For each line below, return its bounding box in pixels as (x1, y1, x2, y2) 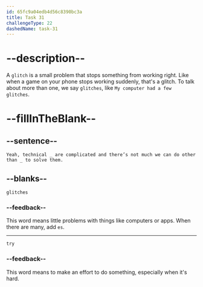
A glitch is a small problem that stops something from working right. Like (6, 72, 189, 79)
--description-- (6, 52, 86, 65)
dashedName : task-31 (6, 25, 59, 32)
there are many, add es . (6, 224, 65, 231)
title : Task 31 (6, 14, 45, 20)
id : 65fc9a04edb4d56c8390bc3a (6, 8, 83, 15)
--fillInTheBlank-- (6, 112, 97, 125)
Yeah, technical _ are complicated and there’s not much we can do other (6, 152, 196, 158)
